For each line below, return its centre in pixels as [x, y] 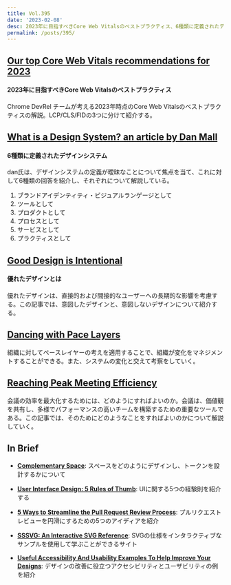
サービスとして [38, 230]
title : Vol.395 [29, 13]
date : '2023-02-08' [35, 20]
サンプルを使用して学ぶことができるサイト [77, 544]
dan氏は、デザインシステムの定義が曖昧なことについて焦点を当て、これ [109, 172]
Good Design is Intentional [65, 260]
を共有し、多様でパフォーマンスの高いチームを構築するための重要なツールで [115, 409]
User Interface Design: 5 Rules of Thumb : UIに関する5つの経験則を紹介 [119, 489]
